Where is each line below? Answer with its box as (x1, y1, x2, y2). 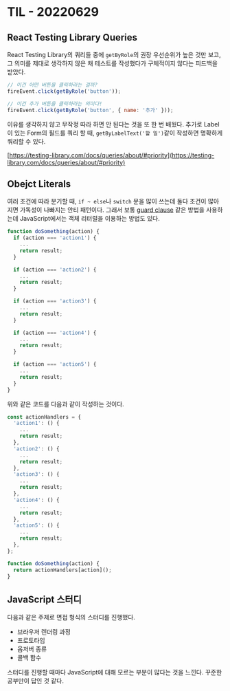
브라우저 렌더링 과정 (16, 628, 71, 636)
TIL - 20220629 (7, 4, 100, 20)
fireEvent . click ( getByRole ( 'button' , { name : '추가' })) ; (7, 107, 174, 113)
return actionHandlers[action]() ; (13, 567, 112, 573)
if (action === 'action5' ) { (13, 361, 97, 368)
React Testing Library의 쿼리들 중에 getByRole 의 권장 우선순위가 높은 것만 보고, (7, 51, 221, 58)
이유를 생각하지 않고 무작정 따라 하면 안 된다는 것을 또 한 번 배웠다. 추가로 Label (7, 120, 220, 128)
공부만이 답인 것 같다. (7, 677, 64, 685)
